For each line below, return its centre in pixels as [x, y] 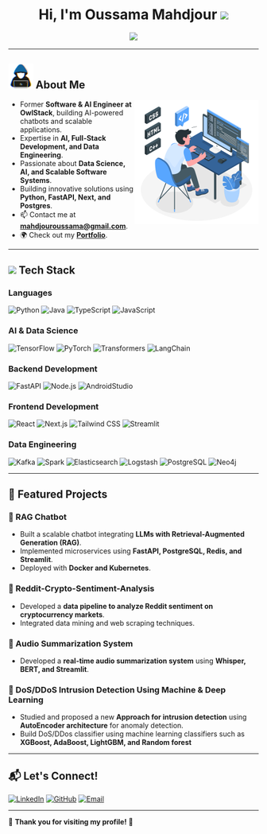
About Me [60, 85]
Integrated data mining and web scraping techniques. [107, 623]
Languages [31, 293]
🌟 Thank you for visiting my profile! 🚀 [71, 822]
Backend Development [53, 369]
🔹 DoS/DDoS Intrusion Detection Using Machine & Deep [117, 689]
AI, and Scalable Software [63, 172]
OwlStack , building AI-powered [72, 112]
